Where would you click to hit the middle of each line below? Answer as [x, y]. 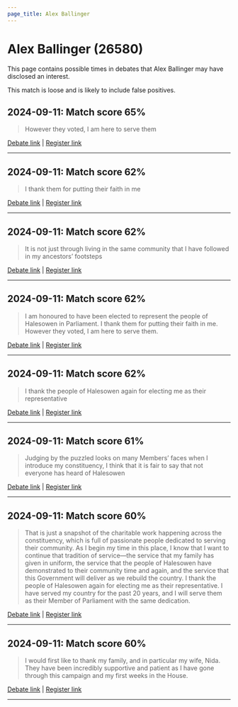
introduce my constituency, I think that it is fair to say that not [114, 466]
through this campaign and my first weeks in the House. [106, 676]
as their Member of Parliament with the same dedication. [107, 601]
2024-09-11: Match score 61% [76, 441]
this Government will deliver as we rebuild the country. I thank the [120, 578]
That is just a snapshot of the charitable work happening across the [123, 533]
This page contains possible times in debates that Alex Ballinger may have [115, 69]
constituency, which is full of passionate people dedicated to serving [125, 540]
